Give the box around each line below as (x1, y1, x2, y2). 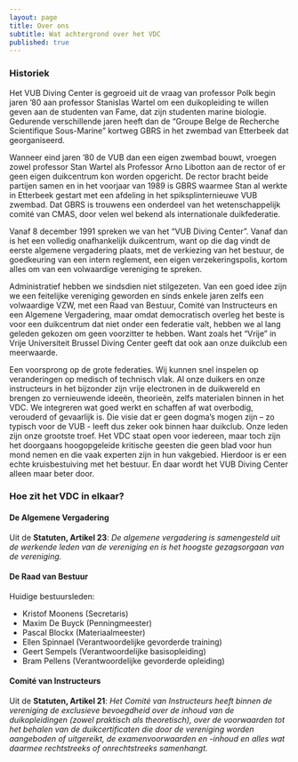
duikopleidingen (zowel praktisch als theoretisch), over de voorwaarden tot (9, 715, 286, 726)
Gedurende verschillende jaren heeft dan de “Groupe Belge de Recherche (9, 116, 280, 126)
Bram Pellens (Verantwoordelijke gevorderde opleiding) (21, 655, 225, 666)
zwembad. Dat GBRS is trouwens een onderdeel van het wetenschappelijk (9, 199, 281, 210)
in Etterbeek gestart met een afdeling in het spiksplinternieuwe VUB (9, 189, 258, 200)
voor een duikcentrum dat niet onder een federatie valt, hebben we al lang (9, 318, 282, 329)
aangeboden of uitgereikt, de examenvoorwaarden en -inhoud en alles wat (9, 734, 286, 744)
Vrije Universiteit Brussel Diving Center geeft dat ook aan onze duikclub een (9, 337, 287, 348)
